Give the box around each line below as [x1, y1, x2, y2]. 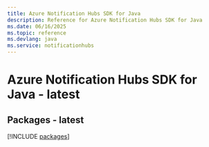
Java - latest [7, 87, 80, 102]
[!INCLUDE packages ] [7, 133, 70, 140]
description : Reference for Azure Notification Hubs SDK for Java [7, 17, 203, 23]
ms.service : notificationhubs [7, 42, 95, 49]
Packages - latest [7, 114, 84, 126]
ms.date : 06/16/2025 [7, 23, 67, 30]
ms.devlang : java [7, 36, 57, 43]
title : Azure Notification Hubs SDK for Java [7, 10, 140, 17]
